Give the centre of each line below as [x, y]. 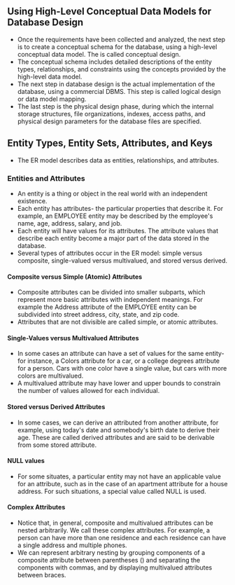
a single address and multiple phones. [72, 545]
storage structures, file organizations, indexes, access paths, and [112, 113]
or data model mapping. [52, 99]
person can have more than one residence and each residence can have [122, 537]
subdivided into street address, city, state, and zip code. [98, 315]
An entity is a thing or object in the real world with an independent [112, 193]
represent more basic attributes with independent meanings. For [110, 300]
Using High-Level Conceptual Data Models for [109, 12]
